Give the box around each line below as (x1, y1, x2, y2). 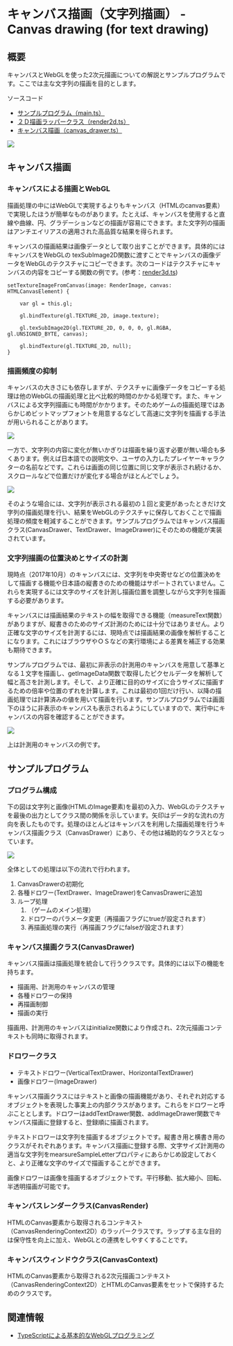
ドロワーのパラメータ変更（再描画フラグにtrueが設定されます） (27, 914, 209, 922)
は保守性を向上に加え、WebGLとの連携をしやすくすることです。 (7, 1236, 192, 1244)
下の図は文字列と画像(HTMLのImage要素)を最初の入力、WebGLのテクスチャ (7, 802, 225, 811)
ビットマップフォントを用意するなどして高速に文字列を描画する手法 (31, 409, 226, 417)
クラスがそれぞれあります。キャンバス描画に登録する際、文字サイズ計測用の (7, 1141, 225, 1149)
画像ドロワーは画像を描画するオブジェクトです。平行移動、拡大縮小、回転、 (7, 1173, 225, 1181)
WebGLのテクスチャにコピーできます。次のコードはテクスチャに (25, 259, 209, 267)
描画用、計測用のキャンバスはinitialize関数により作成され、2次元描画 (7, 1024, 205, 1032)
